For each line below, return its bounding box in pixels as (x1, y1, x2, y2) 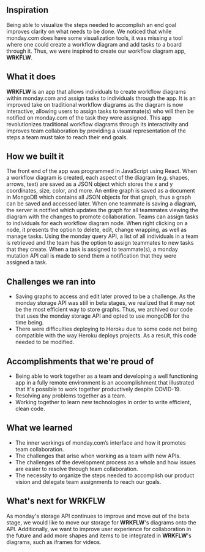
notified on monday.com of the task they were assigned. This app (6, 113, 172, 121)
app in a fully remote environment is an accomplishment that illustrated (15, 379, 195, 386)
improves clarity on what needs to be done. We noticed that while (6, 28, 172, 35)
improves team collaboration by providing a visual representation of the (6, 127, 187, 134)
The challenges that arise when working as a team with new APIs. (15, 452, 181, 459)
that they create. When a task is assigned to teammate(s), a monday (6, 245, 179, 253)
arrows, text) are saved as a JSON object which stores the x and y (6, 180, 173, 188)
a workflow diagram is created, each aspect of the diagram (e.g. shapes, (6, 174, 190, 182)
